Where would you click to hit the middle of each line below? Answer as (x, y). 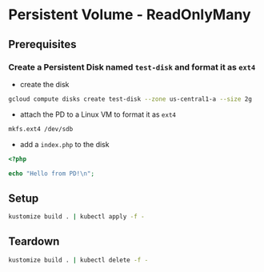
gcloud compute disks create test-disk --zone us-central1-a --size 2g (130, 99)
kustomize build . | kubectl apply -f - (77, 217)
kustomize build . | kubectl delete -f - (78, 260)
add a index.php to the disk (64, 144)
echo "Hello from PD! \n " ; (51, 174)
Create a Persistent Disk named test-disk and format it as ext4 (132, 67)
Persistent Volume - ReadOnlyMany (130, 15)
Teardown (34, 242)
